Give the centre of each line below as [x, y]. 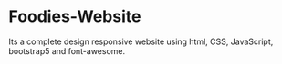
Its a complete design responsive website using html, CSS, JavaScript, [141, 41]
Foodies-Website [75, 17]
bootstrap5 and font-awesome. [67, 50]
